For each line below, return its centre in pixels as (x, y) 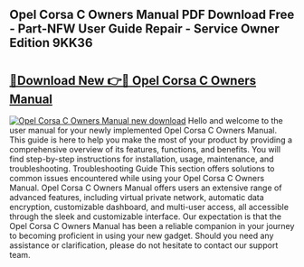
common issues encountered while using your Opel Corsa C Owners (137, 178)
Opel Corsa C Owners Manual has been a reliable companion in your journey (152, 226)
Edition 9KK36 (51, 43)
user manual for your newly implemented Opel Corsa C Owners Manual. (143, 130)
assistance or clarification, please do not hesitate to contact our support (144, 245)
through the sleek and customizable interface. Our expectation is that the (146, 216)
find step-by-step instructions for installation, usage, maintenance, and (142, 159)
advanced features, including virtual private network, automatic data (137, 197)
